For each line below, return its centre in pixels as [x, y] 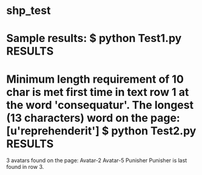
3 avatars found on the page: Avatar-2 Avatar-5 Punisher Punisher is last [97, 160]
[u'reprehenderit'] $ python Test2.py [101, 131]
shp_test [29, 11]
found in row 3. [25, 167]
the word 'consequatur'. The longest [100, 105]
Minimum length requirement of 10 [95, 79]
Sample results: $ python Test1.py [94, 39]
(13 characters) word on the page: [93, 118]
